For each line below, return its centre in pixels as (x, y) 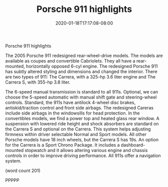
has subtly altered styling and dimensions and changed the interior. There (81, 71)
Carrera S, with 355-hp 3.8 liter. (38, 82)
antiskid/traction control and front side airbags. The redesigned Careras (79, 107)
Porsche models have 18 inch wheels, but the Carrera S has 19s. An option (82, 139)
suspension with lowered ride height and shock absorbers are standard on (82, 123)
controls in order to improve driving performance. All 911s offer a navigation (83, 155)
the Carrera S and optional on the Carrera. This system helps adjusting (78, 129)
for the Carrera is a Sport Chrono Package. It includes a (62, 145)
